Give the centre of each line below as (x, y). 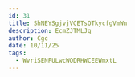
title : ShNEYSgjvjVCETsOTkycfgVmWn (68, 23)
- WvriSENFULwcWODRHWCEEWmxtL (66, 61)
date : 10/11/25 (34, 46)
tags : (17, 53)
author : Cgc (28, 38)
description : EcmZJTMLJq (50, 30)
